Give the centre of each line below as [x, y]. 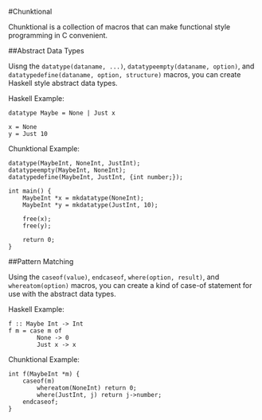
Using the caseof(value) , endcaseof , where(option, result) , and [114, 277]
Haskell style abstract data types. [63, 83]
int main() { [30, 191]
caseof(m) [39, 381]
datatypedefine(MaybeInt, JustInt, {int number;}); [96, 177]
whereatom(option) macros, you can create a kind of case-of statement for [130, 285]
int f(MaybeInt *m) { [44, 374]
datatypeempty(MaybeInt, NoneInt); [67, 170]
